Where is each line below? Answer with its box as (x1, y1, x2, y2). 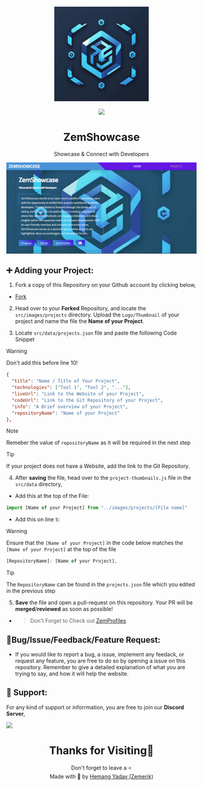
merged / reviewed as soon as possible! (14, 606, 114, 613)
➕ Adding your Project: (6, 266, 94, 275)
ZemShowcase (63, 131, 140, 144)
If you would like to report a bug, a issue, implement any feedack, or (14, 650, 185, 658)
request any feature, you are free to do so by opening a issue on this (14, 657, 185, 664)
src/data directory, (14, 480, 62, 488)
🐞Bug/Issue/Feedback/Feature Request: (6, 635, 161, 645)
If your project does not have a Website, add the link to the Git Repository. (6, 462, 190, 470)
